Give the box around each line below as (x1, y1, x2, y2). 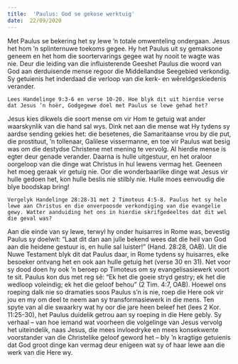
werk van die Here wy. (7, 348, 73, 356)
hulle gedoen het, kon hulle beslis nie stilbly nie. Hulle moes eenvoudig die (7, 175, 225, 183)
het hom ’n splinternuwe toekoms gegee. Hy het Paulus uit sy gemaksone (7, 44, 222, 53)
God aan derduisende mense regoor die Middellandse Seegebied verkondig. (7, 67, 231, 75)
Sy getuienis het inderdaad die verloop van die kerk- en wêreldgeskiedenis (7, 74, 227, 82)
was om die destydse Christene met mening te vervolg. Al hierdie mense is (7, 144, 227, 153)
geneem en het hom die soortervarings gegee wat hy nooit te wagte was (7, 51, 220, 60)
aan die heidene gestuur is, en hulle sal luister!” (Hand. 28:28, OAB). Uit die (7, 242, 227, 251)
